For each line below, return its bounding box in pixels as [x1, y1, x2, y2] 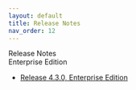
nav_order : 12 [8, 27, 56, 35]
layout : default [8, 11, 63, 20]
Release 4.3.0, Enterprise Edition [19, 73, 129, 83]
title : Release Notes [8, 19, 81, 27]
